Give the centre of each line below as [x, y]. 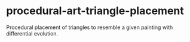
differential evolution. [32, 33]
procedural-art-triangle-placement [95, 11]
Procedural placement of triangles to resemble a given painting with [90, 27]
